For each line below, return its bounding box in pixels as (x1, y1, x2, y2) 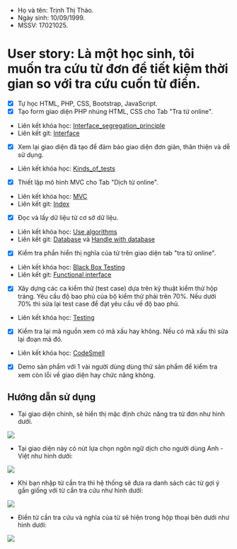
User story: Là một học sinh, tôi (7, 46, 195, 62)
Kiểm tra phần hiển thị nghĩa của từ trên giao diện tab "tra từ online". (17, 249, 216, 258)
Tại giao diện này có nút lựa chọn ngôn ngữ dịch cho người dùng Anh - (17, 444, 224, 453)
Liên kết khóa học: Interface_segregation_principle (17, 122, 166, 130)
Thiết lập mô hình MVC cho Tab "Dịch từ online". (17, 178, 159, 187)
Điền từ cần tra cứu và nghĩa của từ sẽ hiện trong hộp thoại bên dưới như (17, 513, 230, 522)
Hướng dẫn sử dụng (7, 391, 96, 403)
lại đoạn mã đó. (17, 335, 63, 344)
